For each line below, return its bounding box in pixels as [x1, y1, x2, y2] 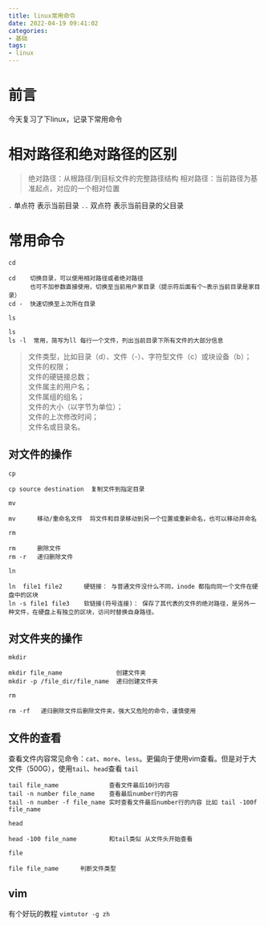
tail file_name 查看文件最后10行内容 [8, 781, 170, 789]
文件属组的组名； [27, 391, 85, 402]
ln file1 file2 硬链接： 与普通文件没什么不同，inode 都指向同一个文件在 [8, 582, 253, 590]
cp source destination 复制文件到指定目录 [8, 485, 145, 493]
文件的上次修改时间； [27, 411, 99, 422]
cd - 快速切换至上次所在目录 [8, 300, 96, 308]
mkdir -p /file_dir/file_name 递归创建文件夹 [8, 678, 158, 686]
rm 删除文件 [8, 544, 62, 553]
